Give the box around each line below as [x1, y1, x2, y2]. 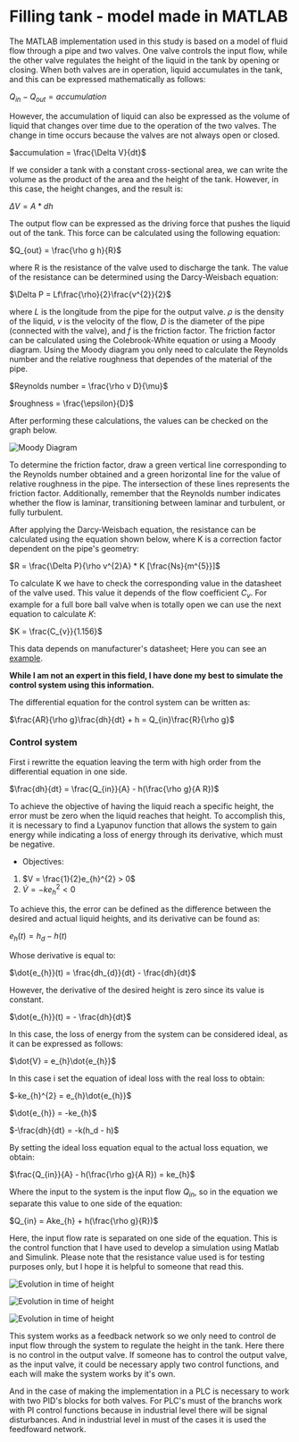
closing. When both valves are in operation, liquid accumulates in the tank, [9, 64, 283, 75]
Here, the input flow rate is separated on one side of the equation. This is [9, 1232, 278, 1244]
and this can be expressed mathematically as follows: [9, 73, 206, 84]
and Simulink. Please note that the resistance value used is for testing [9, 1252, 265, 1262]
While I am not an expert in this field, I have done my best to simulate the [9, 670, 284, 680]
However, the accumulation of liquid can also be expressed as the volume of [9, 110, 290, 122]
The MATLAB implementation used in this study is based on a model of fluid [9, 36, 288, 46]
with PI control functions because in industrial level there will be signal [9, 1404, 268, 1415]
